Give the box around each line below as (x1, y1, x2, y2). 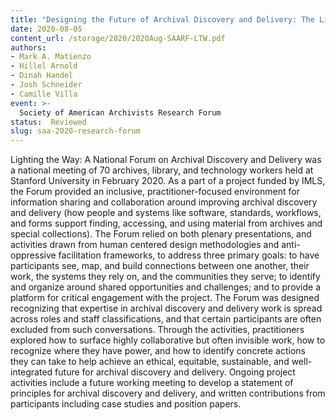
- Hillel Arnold (10, 61, 78, 71)
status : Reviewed (10, 117, 87, 127)
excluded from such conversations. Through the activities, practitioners (10, 324, 305, 336)
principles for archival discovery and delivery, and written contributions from (10, 387, 326, 400)
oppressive (10, 249, 57, 261)
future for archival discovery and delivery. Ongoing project (54, 366, 296, 378)
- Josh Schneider (10, 80, 83, 90)
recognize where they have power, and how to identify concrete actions (10, 345, 307, 357)
